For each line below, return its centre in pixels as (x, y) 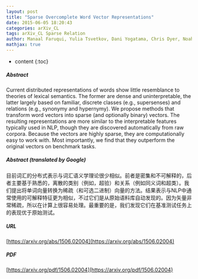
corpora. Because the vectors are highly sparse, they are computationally (95, 134)
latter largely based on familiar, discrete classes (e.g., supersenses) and (93, 102)
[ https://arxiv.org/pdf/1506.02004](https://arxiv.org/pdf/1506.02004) (90, 270)
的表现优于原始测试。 (32, 212)
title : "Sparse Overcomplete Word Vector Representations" (80, 17)
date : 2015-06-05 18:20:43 (39, 22)
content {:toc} (32, 61)
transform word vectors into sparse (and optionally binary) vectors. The (93, 115)
